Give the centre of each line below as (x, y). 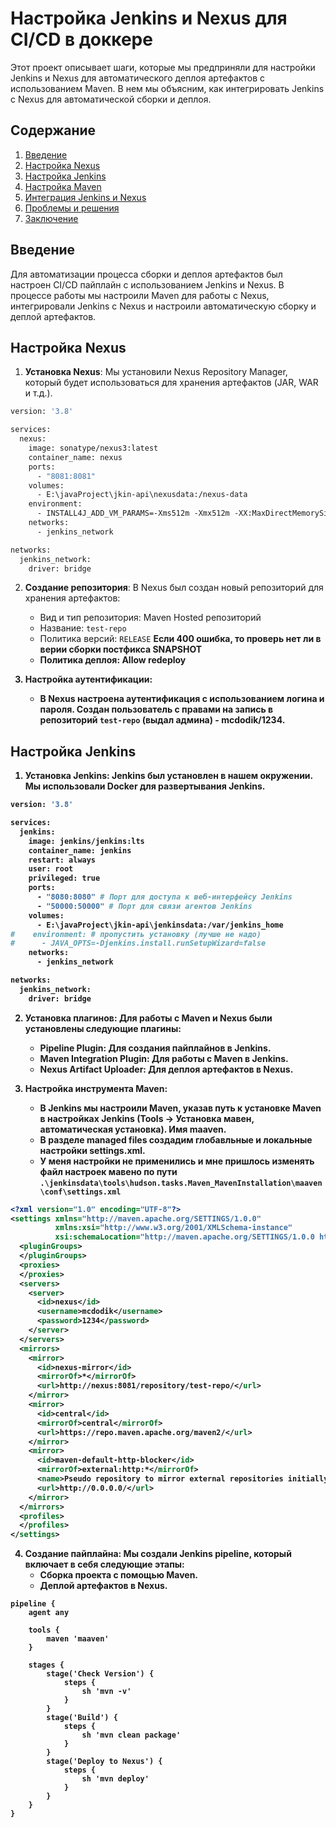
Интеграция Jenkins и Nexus (85, 197)
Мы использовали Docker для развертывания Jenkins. (145, 786)
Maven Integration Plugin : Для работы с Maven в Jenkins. (164, 1058)
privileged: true (64, 878)
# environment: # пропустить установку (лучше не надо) (136, 934)
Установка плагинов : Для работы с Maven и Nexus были (148, 1018)
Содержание (53, 130)
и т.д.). (38, 393)
